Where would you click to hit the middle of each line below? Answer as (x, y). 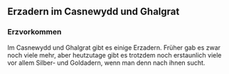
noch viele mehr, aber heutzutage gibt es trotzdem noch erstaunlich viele (114, 55)
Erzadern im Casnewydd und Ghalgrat (94, 12)
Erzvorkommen (34, 32)
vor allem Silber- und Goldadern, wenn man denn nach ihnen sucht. (106, 63)
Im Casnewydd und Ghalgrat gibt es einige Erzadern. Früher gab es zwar (114, 47)
